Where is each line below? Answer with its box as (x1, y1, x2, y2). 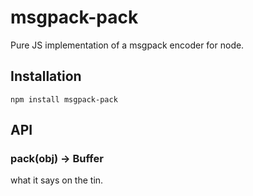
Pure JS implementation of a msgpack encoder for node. (10, 39, 245, 51)
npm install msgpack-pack (10, 94, 118, 105)
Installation (10, 68, 82, 85)
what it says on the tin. (10, 174, 104, 186)
